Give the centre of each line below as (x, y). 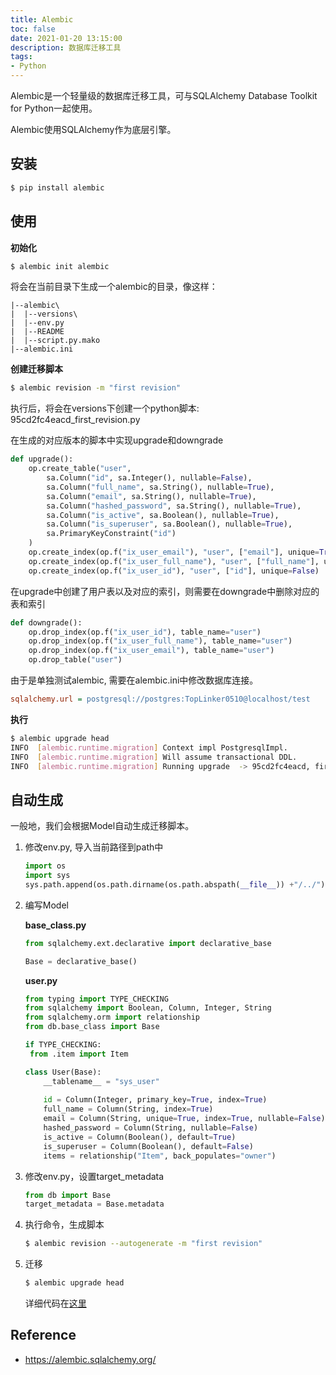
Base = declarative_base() (81, 961)
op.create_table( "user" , (80, 469)
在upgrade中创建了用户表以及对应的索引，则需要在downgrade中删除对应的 (165, 591)
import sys (47, 876)
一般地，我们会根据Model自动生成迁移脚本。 (102, 826)
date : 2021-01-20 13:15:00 (66, 38)
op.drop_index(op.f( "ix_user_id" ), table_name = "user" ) (145, 632)
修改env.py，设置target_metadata (94, 1176)
